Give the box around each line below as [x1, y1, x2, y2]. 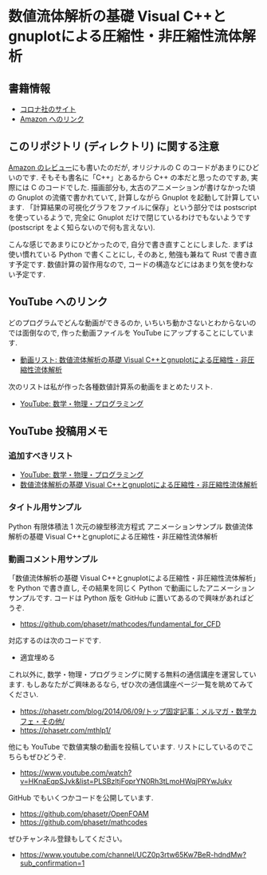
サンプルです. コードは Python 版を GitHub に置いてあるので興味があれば [8, 593, 247, 603]
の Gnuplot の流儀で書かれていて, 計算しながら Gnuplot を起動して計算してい [8, 193, 260, 202]
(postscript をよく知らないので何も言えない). [8, 222, 155, 232]
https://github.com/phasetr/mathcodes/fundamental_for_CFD [19, 618, 221, 628]
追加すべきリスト [8, 450, 73, 461]
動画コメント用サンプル [8, 553, 98, 564]
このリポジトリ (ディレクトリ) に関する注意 [8, 140, 220, 153]
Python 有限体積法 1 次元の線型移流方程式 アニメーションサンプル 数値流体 [8, 521, 253, 531]
